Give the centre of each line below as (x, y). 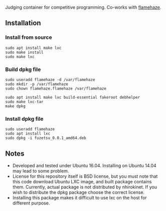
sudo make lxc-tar (24, 102)
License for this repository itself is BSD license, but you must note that (85, 176)
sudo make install (24, 52)
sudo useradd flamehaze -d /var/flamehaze (50, 80)
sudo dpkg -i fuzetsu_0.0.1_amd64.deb (46, 138)
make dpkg (16, 106)
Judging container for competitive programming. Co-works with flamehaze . (83, 7)
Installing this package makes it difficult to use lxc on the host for (79, 198)
